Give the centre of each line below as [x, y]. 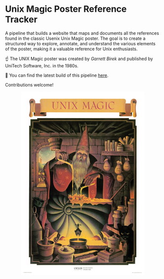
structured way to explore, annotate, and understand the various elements [81, 43]
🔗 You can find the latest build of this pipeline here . [57, 75]
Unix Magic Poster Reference [66, 9]
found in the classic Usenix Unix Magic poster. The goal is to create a [75, 38]
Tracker [21, 19]
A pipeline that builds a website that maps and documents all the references [82, 33]
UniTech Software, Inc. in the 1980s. [42, 65]
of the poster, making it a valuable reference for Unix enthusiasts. [71, 49]
